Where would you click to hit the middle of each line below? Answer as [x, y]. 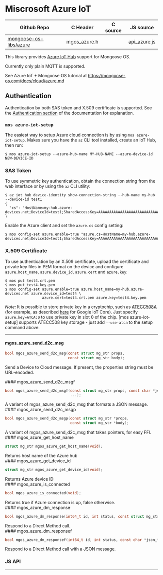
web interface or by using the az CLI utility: [48, 186]
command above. [22, 327]
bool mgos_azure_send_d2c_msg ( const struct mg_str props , [65, 353]
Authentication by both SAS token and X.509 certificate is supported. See [79, 107]
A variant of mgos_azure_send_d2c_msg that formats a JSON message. [77, 404]
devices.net [17, 293]
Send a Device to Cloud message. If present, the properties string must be [79, 367]
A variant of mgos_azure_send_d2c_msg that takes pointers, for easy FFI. [78, 432]
